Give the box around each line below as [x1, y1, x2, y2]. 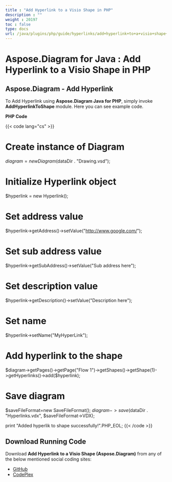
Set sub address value [5, 246, 102, 257]
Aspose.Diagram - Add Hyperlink [5, 84, 114, 93]
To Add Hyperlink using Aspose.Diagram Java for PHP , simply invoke [5, 98, 153, 104]
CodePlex [12, 471, 33, 478]
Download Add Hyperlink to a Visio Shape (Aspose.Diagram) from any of [5, 451, 162, 457]
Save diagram [5, 390, 65, 402]
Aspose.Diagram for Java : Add [5, 53, 141, 65]
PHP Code [5, 113, 28, 119]
